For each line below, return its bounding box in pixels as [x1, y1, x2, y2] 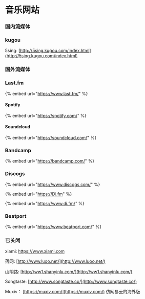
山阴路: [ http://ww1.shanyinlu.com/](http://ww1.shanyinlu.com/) [5, 269, 133, 275]
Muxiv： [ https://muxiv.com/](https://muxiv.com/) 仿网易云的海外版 [5, 289, 141, 295]
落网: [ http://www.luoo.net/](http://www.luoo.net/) [5, 258, 106, 264]
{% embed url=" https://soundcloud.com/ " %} [5, 135, 97, 141]
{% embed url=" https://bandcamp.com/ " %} [5, 158, 94, 164]
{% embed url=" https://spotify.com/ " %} [5, 113, 87, 118]
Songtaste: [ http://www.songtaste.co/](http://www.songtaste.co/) [5, 278, 137, 284]
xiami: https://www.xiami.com [5, 248, 65, 254]
